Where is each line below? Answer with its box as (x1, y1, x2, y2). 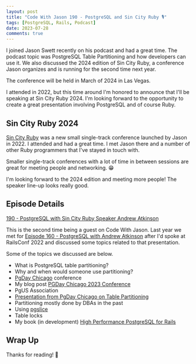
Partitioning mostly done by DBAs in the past (14, 299, 124, 306)
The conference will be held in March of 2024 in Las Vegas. (6, 77, 151, 84)
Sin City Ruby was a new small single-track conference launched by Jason (6, 134, 187, 141)
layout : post (6, 8, 38, 15)
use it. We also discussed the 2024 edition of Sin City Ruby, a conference (6, 60, 184, 67)
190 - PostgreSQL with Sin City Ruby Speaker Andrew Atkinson (6, 214, 159, 222)
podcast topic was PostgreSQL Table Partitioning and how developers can (6, 53, 187, 60)
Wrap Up (6, 335, 39, 346)
